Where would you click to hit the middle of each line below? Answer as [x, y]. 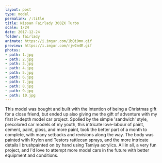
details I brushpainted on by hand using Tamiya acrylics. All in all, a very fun [81, 145]
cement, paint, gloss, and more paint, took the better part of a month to [76, 130]
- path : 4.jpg [19, 68]
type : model [17, 14]
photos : [13, 50]
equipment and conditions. [32, 155]
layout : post [18, 9]
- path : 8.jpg [19, 86]
